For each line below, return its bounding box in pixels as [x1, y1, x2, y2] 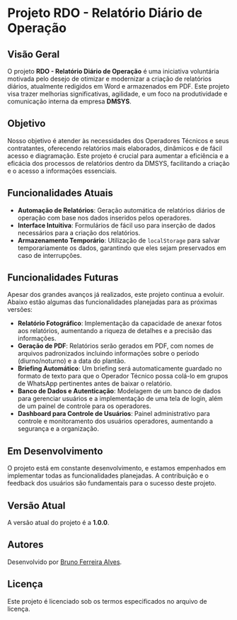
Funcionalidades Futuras [7, 271, 119, 284]
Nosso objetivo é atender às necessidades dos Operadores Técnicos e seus [7, 136, 229, 145]
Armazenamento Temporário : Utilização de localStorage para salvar [17, 236, 221, 244]
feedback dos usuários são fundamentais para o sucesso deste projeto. [7, 479, 217, 487]
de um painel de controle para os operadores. [17, 402, 151, 410]
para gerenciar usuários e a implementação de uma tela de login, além [17, 395, 223, 403]
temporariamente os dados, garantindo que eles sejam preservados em [17, 243, 226, 252]
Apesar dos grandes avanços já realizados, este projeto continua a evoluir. [7, 291, 225, 299]
